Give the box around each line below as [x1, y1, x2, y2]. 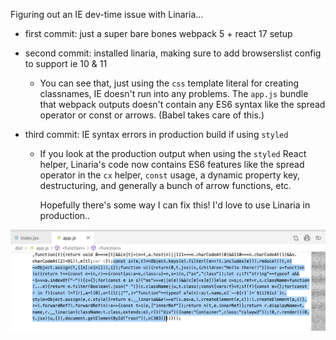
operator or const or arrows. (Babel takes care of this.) [39, 109, 265, 121]
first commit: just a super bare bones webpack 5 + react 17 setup [24, 28, 293, 39]
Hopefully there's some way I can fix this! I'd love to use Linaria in [39, 199, 311, 211]
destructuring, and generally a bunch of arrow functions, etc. [39, 180, 292, 191]
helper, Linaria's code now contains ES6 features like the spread [39, 159, 305, 170]
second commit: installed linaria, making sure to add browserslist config [24, 47, 322, 59]
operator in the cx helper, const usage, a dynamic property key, [39, 169, 301, 181]
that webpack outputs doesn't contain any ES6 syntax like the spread [39, 99, 326, 110]
